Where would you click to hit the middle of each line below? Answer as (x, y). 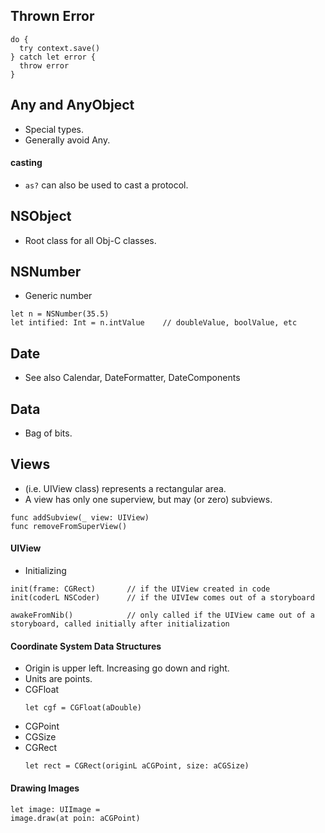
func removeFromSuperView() (69, 526)
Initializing (45, 571)
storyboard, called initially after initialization (120, 624)
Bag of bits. (48, 433)
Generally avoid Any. (67, 140)
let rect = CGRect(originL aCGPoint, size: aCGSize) (137, 766)
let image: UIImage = (55, 809)
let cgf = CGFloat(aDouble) (83, 708)
